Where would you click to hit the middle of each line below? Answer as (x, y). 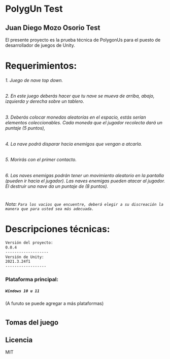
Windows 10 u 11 (22, 291)
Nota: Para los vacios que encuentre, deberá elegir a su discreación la (84, 204)
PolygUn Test (34, 9)
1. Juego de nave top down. (34, 80)
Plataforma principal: (32, 280)
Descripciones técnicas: (58, 229)
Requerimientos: (41, 66)
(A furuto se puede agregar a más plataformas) (55, 303)
